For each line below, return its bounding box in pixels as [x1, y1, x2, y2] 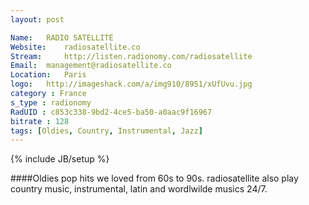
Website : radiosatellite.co [10, 42, 141, 52]
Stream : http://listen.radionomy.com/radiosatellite [10, 51, 253, 61]
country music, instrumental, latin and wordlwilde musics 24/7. [10, 183, 268, 195]
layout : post [10, 14, 65, 25]
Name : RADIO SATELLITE [10, 32, 114, 43]
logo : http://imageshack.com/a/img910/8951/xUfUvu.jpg [10, 79, 253, 90]
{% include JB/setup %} [10, 153, 110, 165]
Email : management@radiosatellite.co [10, 61, 172, 71]
